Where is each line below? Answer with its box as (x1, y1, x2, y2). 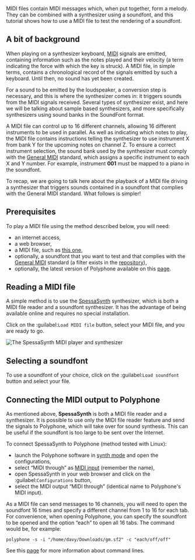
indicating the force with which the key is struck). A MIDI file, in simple (6, 62, 175, 69)
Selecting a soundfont (6, 356, 89, 366)
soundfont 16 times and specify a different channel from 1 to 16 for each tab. (6, 507, 189, 514)
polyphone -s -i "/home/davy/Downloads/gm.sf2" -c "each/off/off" (6, 537, 171, 543)
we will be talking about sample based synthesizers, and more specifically (6, 105, 185, 112)
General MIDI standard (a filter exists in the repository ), (14, 259, 147, 266)
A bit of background (6, 35, 80, 45)
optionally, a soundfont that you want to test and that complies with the (14, 252, 186, 260)
